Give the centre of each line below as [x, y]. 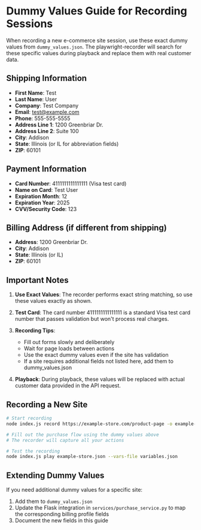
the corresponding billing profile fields [62, 514]
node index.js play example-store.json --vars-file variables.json [92, 457]
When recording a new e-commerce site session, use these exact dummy [97, 40]
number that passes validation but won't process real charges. [92, 319]
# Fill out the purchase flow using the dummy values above [83, 435]
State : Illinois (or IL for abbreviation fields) [67, 144]
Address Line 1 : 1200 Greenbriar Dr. [59, 125]
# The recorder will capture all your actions [65, 440]
